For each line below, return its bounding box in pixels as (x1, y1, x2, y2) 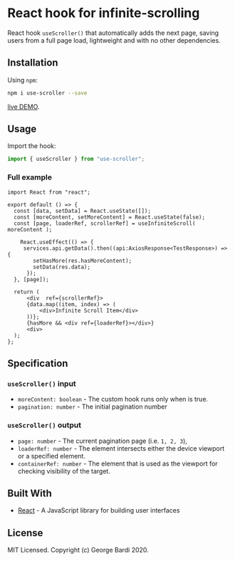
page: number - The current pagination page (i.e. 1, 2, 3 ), (17, 436, 187, 445)
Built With (7, 487, 52, 499)
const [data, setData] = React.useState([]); (14, 207, 152, 214)
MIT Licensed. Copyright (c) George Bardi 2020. (7, 546, 150, 555)
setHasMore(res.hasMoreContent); (33, 257, 132, 264)
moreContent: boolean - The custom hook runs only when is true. (17, 395, 209, 404)
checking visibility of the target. (17, 466, 110, 475)
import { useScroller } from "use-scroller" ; (7, 155, 145, 163)
